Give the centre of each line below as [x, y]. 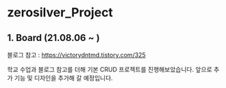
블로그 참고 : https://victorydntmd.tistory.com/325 [76, 55]
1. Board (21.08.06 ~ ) [54, 38]
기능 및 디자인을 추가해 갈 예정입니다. [63, 78]
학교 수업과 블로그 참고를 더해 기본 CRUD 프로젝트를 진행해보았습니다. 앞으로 [110, 69]
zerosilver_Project [60, 13]
